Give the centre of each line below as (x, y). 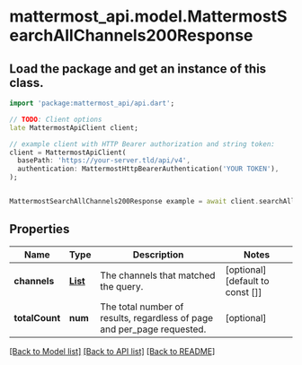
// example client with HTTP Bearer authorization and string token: (142, 144)
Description (158, 255)
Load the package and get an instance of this (138, 69)
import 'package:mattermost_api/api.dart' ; (92, 103)
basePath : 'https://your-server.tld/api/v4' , (104, 161)
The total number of (142, 307)
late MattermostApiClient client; (74, 127)
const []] (244, 291)
